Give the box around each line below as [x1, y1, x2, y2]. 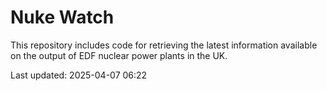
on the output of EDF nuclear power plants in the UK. [10, 49, 228, 61]
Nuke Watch [10, 6, 115, 29]
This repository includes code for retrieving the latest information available [10, 39, 318, 51]
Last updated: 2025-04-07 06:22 [10, 69, 148, 81]
